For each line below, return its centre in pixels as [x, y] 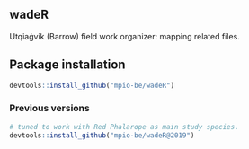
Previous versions [49, 109]
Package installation [67, 65]
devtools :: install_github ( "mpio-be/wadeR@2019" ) [102, 135]
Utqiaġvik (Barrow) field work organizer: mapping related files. [124, 36]
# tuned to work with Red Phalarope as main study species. [124, 127]
